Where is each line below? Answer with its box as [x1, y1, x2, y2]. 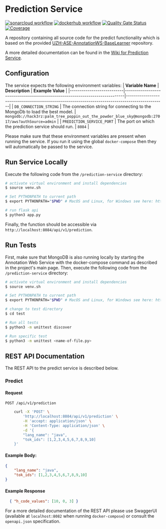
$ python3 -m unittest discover [5, 324, 72, 330]
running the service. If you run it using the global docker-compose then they [5, 138, 157, 144]
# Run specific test [5, 333, 48, 339]
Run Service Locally [5, 158, 68, 166]
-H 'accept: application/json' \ [23, 419, 92, 424]
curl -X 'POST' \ [14, 410, 50, 415]
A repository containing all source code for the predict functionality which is [5, 35, 160, 41]
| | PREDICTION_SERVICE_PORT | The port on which [57, 118, 155, 124]
